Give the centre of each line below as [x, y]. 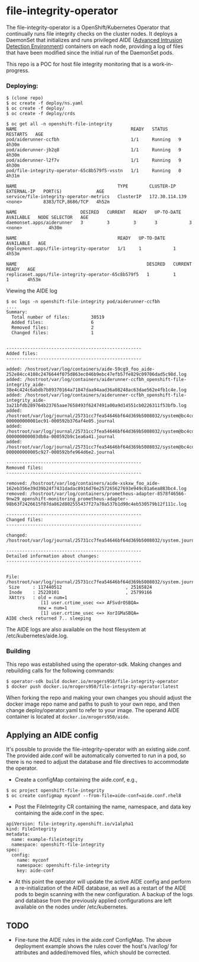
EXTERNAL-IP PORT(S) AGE [55, 192]
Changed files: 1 [53, 333]
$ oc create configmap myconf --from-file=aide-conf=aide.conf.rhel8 [94, 796]
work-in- [163, 64]
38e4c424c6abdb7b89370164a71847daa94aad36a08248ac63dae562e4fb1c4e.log [96, 390]
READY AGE [21, 269]
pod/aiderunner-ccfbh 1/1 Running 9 [94, 140]
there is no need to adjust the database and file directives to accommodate [98, 762]
